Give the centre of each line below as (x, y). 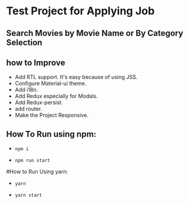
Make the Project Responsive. (51, 115)
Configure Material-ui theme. (51, 83)
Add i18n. (26, 90)
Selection (25, 42)
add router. (28, 109)
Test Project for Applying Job (80, 11)
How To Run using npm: (51, 134)
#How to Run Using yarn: (37, 172)
